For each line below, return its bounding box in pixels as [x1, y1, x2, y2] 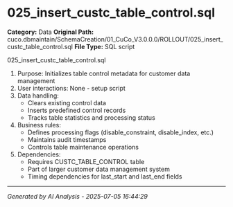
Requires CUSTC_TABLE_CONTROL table [27, 157, 145, 165]
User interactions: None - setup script [17, 84, 126, 92]
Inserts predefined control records [27, 106, 126, 114]
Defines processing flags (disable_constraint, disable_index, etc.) [27, 128, 214, 136]
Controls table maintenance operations [27, 143, 139, 151]
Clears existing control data [27, 98, 106, 107]
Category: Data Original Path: [7, 28, 94, 36]
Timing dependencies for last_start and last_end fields [27, 172, 182, 181]
